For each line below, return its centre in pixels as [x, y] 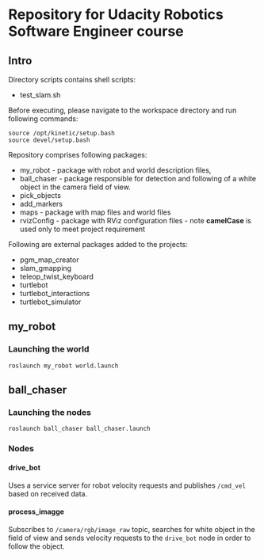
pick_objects [40, 195]
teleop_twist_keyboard [56, 276]
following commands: [43, 119]
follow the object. [36, 546]
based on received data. [48, 493]
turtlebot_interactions [55, 293]
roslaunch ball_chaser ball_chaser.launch [79, 429]
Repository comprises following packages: [78, 155]
